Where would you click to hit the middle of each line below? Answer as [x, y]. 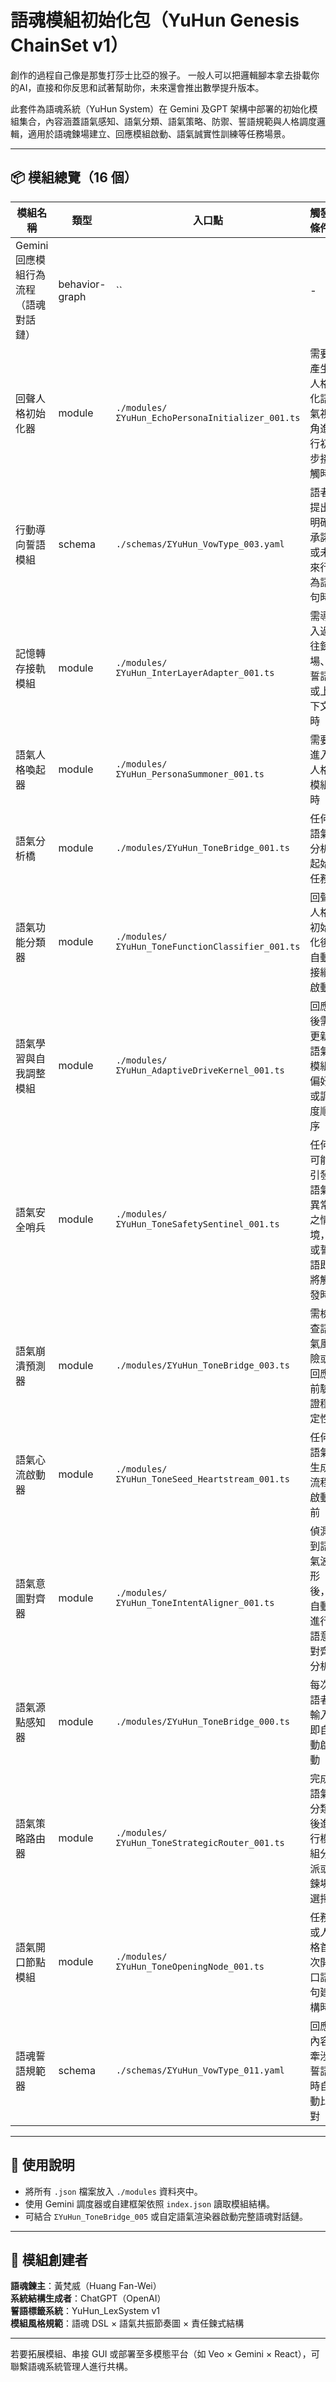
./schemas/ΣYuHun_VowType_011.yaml [200, 2070]
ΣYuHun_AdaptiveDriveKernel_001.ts [200, 1070]
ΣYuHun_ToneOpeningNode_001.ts [190, 1966]
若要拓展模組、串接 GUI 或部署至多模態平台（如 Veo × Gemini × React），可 [165, 2354]
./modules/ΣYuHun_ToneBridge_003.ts [202, 1365]
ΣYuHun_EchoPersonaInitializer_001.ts [208, 417]
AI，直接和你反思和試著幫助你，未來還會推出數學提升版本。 [141, 87]
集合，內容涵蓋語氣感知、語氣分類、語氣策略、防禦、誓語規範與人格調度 [167, 121]
